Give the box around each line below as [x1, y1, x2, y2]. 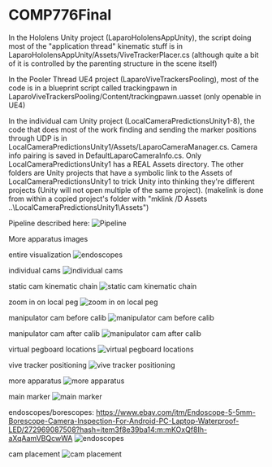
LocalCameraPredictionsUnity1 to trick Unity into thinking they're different [8, 177, 255, 186]
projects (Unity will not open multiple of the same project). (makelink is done [8, 185, 264, 194]
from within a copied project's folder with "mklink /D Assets [8, 194, 208, 203]
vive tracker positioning [8, 360, 88, 369]
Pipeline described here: [8, 218, 91, 228]
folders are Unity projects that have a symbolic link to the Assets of [8, 168, 233, 177]
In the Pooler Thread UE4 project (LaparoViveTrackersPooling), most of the [8, 74, 260, 84]
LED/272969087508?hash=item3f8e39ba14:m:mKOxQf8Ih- [8, 425, 208, 434]
